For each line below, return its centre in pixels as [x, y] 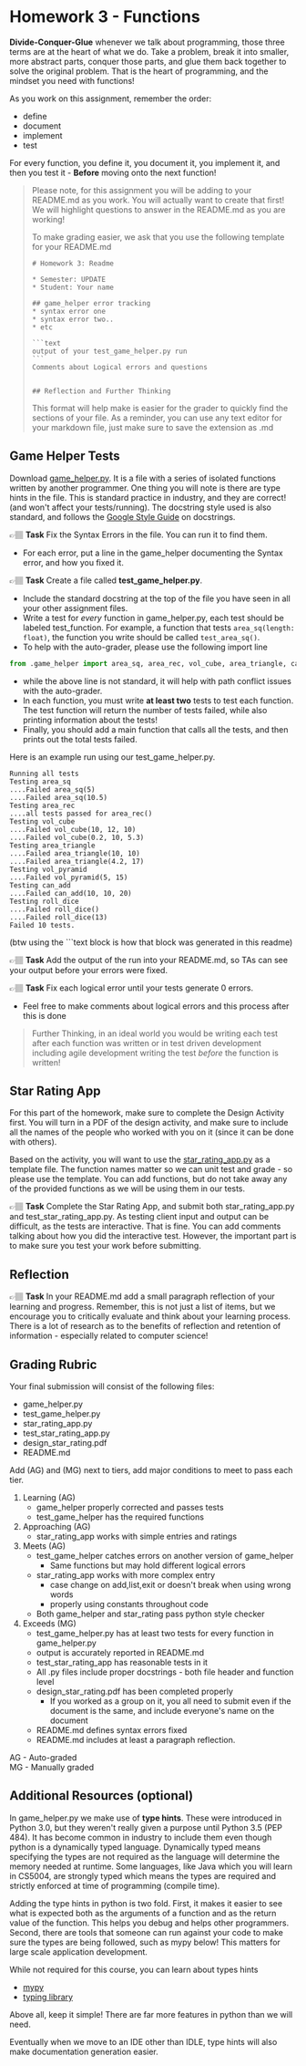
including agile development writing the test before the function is [155, 1053]
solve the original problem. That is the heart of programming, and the [139, 71]
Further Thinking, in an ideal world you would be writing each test [155, 1033]
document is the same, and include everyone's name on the [162, 1711]
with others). [33, 1142]
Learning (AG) [49, 1498]
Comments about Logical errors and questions [119, 367]
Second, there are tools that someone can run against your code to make [147, 1932]
